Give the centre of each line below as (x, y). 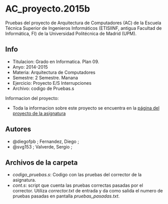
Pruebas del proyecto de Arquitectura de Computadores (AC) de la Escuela (83, 23)
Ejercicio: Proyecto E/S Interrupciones (52, 83)
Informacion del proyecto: (32, 98)
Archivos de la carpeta (42, 162)
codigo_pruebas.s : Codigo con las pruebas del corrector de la (77, 175)
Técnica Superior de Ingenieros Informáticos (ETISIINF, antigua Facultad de (83, 28)
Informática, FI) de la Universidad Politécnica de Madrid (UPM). (71, 33)
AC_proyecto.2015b (48, 9)
